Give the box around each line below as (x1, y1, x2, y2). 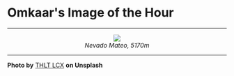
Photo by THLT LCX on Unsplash (7, 61, 103, 69)
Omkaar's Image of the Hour (7, 5, 174, 21)
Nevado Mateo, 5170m (84, 41, 150, 49)
